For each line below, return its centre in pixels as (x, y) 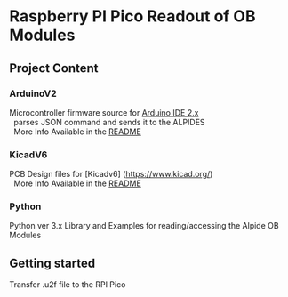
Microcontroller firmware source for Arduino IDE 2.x (104, 112)
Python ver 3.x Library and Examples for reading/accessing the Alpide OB (144, 226)
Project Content (54, 68)
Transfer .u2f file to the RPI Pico (68, 285)
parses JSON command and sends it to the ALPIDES (109, 122)
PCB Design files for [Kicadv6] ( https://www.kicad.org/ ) (111, 174)
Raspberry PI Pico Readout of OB (132, 16)
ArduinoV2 (33, 93)
